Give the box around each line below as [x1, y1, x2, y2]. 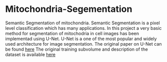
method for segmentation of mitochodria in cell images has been [5, 30, 139, 36]
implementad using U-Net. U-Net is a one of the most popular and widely [5, 36, 157, 42]
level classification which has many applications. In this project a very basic [5, 25, 162, 31]
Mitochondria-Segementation [5, 3, 132, 15]
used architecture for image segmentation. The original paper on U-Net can [5, 41, 162, 47]
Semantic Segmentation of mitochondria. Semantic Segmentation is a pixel [5, 20, 160, 26]
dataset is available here [5, 51, 56, 58]
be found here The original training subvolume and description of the [5, 46, 148, 52]
